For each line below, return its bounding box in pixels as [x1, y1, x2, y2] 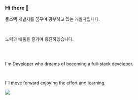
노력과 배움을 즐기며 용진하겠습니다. [5, 36, 74, 42]
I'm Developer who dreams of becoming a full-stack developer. [5, 61, 134, 67]
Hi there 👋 [5, 4, 30, 11]
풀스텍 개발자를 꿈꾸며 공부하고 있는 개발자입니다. [5, 16, 100, 22]
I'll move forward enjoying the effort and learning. [5, 80, 106, 86]
